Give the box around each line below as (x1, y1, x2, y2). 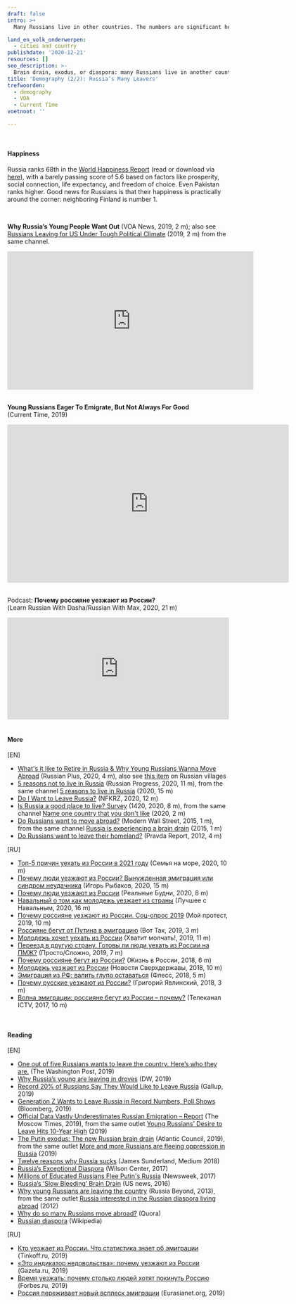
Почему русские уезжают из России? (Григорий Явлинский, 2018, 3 (17, 978, 222, 987)
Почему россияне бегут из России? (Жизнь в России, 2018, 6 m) (17, 956, 212, 964)
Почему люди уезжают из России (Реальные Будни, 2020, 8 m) (17, 889, 209, 897)
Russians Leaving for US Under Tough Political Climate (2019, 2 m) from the (7, 230, 226, 238)
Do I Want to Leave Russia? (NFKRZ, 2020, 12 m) (17, 794, 159, 803)
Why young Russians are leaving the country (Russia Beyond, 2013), (17, 1187, 216, 1196)
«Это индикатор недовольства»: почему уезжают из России (17, 1259, 200, 1267)
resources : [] (7, 56, 49, 63)
